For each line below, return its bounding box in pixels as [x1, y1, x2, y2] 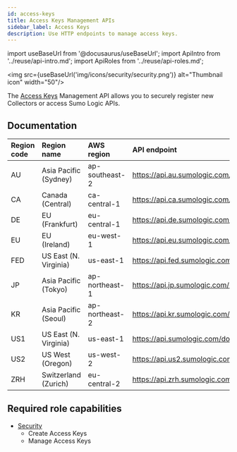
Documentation [7, 119, 78, 131]
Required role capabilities [7, 403, 122, 415]
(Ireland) [42, 240, 71, 250]
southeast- [87, 170, 126, 180]
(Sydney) [42, 174, 73, 184]
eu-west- [87, 231, 122, 240]
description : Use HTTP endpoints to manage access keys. [7, 30, 178, 37]
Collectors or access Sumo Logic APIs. [7, 99, 121, 108]
